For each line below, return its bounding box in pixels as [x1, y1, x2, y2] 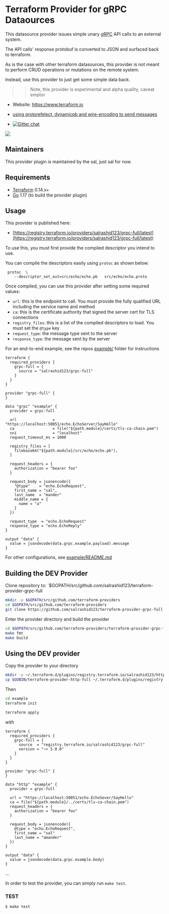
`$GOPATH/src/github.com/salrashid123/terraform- [47, 583, 153, 589]
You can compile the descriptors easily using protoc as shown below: [5, 260, 149, 266]
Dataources [5, 14, 55, 26]
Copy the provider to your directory [5, 663, 79, 669]
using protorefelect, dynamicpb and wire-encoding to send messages [12, 111, 157, 117]
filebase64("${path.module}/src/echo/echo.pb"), [14, 448, 118, 453]
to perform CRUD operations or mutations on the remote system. [5, 67, 139, 73]
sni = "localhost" [10, 430, 82, 436]
